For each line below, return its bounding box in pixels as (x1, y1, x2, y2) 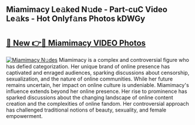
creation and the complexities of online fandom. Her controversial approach (6, 100, 189, 107)
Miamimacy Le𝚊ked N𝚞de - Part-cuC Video (6, 5, 167, 15)
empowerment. (6, 113, 43, 119)
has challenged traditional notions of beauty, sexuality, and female (6, 106, 166, 113)
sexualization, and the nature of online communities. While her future (6, 75, 173, 82)
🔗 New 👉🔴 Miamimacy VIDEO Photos (6, 38, 146, 48)
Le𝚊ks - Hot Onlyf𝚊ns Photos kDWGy (6, 14, 146, 24)
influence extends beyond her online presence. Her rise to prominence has (6, 88, 187, 95)
